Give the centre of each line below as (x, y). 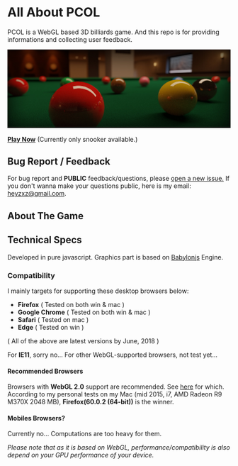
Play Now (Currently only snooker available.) (73, 139)
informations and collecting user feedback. (70, 39)
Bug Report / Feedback (59, 161)
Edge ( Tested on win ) (51, 327)
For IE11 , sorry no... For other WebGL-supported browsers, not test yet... (113, 355)
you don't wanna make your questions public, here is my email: (99, 186)
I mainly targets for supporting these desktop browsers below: (98, 291)
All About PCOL (54, 12)
